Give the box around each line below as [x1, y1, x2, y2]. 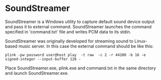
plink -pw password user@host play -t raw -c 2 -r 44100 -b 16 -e [5, 52, 146, 57]
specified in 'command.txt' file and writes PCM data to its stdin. [5, 29, 132, 34]
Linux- [134, 38, 147, 44]
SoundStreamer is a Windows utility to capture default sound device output [5, 19, 155, 24]
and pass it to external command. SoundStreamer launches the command [5, 23, 152, 29]
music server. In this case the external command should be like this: [18, 43, 154, 49]
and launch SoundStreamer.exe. [5, 70, 69, 76]
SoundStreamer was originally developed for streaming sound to [5, 38, 134, 44]
